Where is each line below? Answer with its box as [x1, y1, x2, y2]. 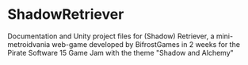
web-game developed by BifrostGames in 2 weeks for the [52, 39, 241, 49]
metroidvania [7, 39, 51, 49]
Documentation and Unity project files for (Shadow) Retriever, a [7, 31, 215, 41]
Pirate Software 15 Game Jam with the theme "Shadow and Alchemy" [7, 48, 235, 57]
